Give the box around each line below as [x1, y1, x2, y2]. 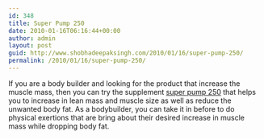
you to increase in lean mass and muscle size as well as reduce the [8, 96, 232, 105]
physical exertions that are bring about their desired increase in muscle [8, 112, 245, 122]
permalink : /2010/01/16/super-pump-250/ [8, 57, 147, 65]
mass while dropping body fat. [8, 121, 110, 131]
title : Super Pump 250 [8, 19, 85, 27]
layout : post [8, 42, 52, 50]
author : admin [8, 34, 57, 43]
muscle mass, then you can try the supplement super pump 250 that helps [8, 87, 257, 96]
